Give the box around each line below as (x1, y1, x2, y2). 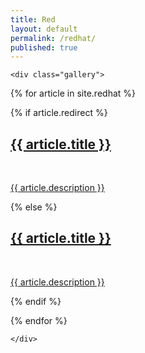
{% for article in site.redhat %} (10, 87, 136, 100)
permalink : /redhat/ (10, 33, 97, 43)
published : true (10, 42, 78, 53)
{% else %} (10, 201, 58, 213)
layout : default (10, 24, 78, 34)
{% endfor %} (10, 314, 68, 326)
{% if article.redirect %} (10, 107, 108, 119)
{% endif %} (10, 295, 62, 307)
